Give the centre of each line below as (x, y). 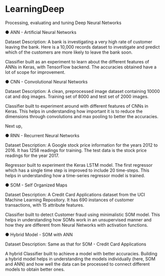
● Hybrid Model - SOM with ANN (39, 234)
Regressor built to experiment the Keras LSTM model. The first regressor (79, 165)
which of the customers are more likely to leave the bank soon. (69, 52)
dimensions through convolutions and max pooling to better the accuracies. (82, 116)
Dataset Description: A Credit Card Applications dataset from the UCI (75, 194)
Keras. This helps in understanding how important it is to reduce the (74, 111)
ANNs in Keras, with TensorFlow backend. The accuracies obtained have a (81, 67)
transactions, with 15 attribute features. (45, 205)
